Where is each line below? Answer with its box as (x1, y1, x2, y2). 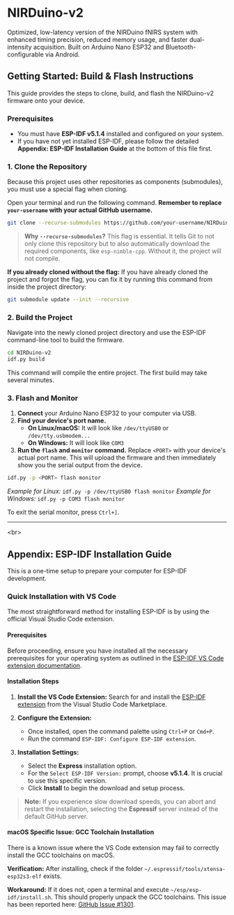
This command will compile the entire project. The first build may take (7, 368, 208, 377)
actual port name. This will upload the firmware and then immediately (17, 453, 217, 462)
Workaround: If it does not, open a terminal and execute (7, 886, 169, 894)
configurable (7, 50, 44, 59)
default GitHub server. (24, 812, 88, 820)
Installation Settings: (17, 748, 79, 756)
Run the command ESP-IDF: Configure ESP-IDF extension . (27, 734, 196, 743)
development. (7, 574, 47, 583)
